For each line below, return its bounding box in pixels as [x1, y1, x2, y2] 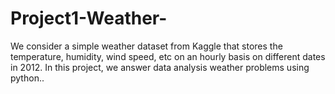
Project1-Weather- [10, 7, 168, 30]
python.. [10, 72, 45, 84]
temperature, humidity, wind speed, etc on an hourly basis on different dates [10, 50, 326, 62]
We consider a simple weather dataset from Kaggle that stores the [10, 40, 283, 52]
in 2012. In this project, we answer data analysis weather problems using [10, 61, 310, 73]
